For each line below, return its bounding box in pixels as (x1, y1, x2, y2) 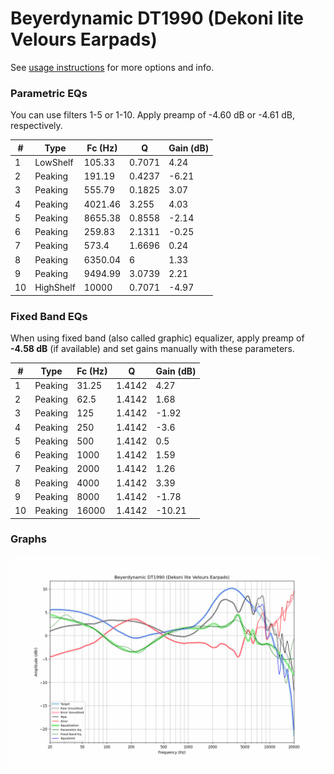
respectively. (10, 120, 63, 132)
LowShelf (34, 156, 74, 168)
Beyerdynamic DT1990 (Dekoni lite (10, 7, 304, 30)
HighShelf (34, 282, 76, 294)
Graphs (10, 532, 47, 546)
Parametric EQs (10, 86, 88, 100)
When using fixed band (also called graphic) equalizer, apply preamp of (10, 332, 305, 344)
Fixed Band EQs (10, 309, 88, 323)
